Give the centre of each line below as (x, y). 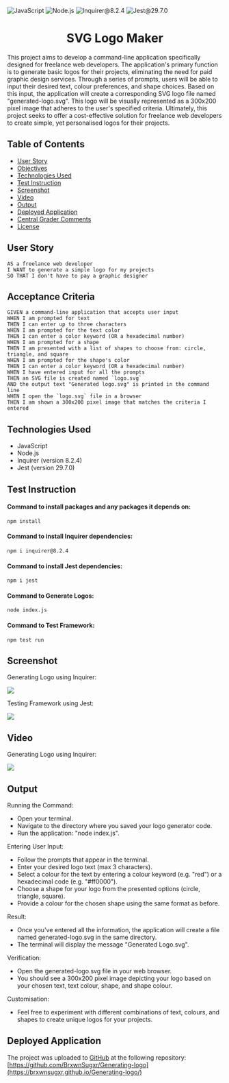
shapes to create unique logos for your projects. (85, 1020)
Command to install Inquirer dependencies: (70, 536)
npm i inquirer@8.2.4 (38, 551)
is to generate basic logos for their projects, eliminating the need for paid (110, 71)
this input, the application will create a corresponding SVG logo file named (111, 93)
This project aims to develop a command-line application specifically (104, 57)
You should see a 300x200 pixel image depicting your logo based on (114, 978)
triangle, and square (38, 354)
